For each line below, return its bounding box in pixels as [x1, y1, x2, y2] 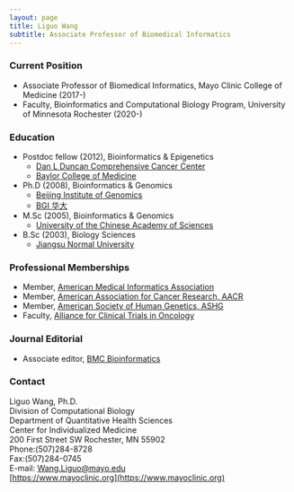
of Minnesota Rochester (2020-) [22, 109, 143, 119]
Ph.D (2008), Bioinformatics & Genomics [22, 180, 174, 190]
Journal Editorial [9, 333, 84, 346]
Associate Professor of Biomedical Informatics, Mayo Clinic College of [22, 80, 283, 91]
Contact [9, 375, 46, 388]
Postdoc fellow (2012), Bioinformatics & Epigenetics [22, 151, 214, 162]
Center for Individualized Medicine [9, 424, 138, 435]
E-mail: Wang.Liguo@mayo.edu [9, 462, 126, 473]
